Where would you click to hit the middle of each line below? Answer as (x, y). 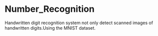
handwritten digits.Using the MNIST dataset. (50, 28)
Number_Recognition (50, 9)
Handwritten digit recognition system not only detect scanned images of (79, 23)
